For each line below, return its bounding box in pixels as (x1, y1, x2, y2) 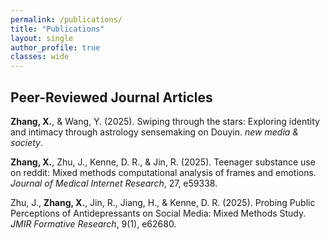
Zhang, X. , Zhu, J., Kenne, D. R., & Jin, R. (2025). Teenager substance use (10, 156, 316, 168)
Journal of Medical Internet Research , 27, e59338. (10, 177, 218, 189)
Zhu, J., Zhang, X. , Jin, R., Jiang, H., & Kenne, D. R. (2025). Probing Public (10, 196, 316, 208)
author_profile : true (10, 42, 101, 53)
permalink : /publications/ (10, 14, 123, 25)
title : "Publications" (10, 24, 105, 34)
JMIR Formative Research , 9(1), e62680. (10, 217, 177, 230)
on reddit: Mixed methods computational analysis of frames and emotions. (10, 166, 317, 178)
